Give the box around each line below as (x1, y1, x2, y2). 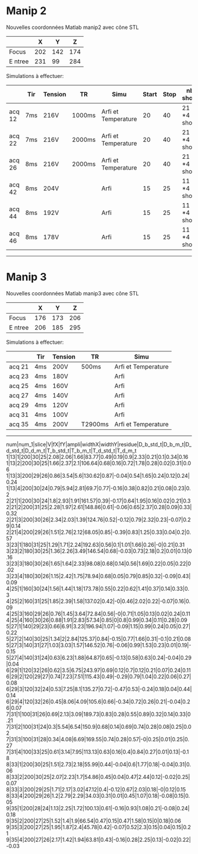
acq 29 (9, 400, 29, 409)
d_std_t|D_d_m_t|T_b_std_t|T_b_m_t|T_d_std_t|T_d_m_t (6, 447, 137, 454)
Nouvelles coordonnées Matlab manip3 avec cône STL (6, 289, 140, 296)
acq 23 (9, 372, 29, 380)
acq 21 (9, 362, 29, 370)
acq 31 (9, 410, 29, 419)
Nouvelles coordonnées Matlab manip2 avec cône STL (6, 24, 139, 31)
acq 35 (9, 420, 29, 428)
